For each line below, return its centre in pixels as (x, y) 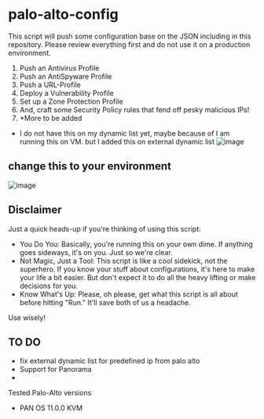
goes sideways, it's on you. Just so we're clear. (96, 252)
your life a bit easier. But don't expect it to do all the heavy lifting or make (137, 277)
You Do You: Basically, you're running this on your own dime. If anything (136, 244)
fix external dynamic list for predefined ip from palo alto (110, 361)
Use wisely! (27, 317)
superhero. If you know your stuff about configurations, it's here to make (137, 269)
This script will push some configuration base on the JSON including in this (130, 36)
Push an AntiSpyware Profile (66, 76)
